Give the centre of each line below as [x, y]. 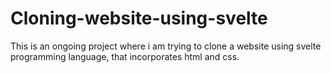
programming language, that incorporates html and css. [125, 56]
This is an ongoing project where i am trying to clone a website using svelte [166, 46]
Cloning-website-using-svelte [139, 18]
